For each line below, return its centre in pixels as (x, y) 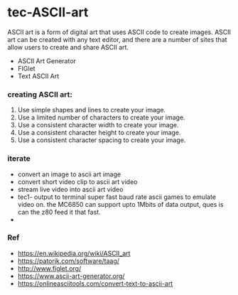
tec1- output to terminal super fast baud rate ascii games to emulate (117, 197)
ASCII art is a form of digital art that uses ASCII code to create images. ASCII (119, 32)
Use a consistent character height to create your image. (99, 133)
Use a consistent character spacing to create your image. (102, 140)
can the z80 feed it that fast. (59, 212)
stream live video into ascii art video (70, 189)
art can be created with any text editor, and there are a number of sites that (117, 39)
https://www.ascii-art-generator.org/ (71, 276)
